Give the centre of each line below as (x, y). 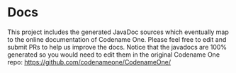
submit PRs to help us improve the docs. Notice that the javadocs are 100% (117, 47)
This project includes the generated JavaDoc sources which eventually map (118, 32)
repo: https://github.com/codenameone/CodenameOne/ (89, 62)
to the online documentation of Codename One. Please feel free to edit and (117, 39)
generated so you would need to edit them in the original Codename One (114, 55)
